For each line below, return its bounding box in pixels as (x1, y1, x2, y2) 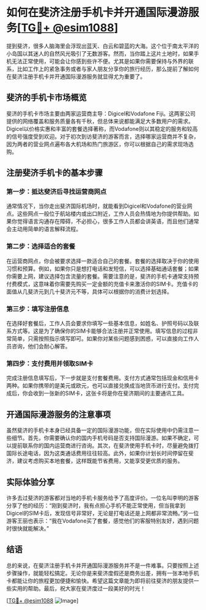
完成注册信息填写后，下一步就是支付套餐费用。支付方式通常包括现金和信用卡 (6, 374, 199, 382)
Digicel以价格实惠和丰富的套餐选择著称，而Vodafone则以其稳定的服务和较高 (6, 125, 198, 132)
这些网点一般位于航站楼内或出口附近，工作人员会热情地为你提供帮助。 (17, 210, 194, 218)
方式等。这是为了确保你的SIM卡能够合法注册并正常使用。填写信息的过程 (11, 328, 193, 335)
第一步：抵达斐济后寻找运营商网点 (6, 188, 107, 196)
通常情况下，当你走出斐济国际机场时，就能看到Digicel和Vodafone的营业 (6, 202, 188, 210)
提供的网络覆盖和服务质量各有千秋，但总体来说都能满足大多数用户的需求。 (6, 117, 194, 125)
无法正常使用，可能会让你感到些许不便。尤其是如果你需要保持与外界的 (11, 57, 188, 65)
